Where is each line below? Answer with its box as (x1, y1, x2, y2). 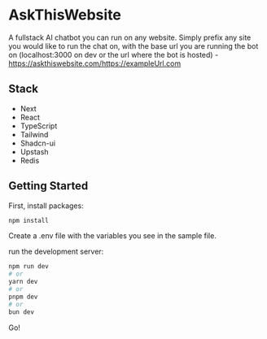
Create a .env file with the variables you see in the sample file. (8, 231, 217, 241)
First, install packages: (8, 201, 84, 211)
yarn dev (8, 278, 38, 286)
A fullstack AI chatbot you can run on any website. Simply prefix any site (8, 33, 252, 42)
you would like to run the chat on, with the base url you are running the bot (8, 41, 259, 50)
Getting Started (8, 179, 89, 193)
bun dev (8, 307, 35, 316)
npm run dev (8, 263, 49, 271)
